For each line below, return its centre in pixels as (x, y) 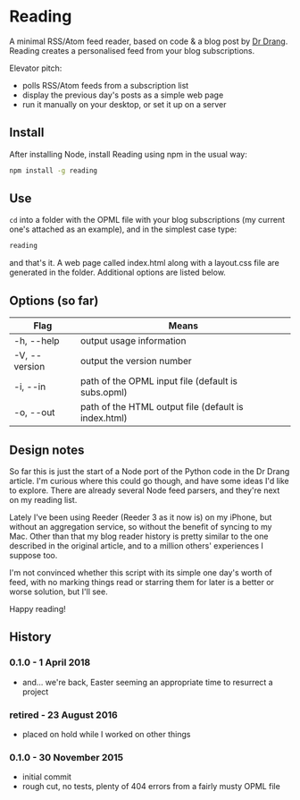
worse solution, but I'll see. (59, 591)
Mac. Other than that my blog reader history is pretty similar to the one (139, 536)
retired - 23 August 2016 (63, 715)
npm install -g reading (54, 170)
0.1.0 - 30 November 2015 (67, 757)
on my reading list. (43, 499)
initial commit (46, 777)
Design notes (47, 450)
